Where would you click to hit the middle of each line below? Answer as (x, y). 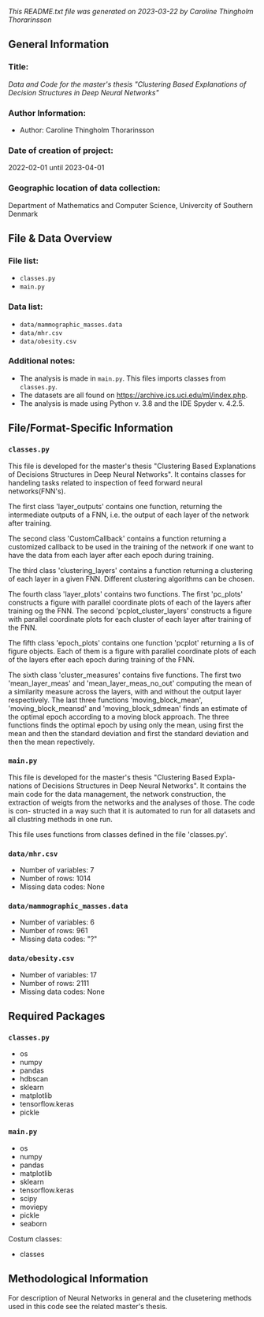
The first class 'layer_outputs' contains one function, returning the (115, 506)
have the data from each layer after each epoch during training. (111, 555)
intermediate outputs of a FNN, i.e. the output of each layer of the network (129, 515)
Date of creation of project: (61, 151)
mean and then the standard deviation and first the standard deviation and (129, 733)
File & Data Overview (60, 238)
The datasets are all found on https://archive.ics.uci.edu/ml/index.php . (134, 395)
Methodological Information (78, 1279)
